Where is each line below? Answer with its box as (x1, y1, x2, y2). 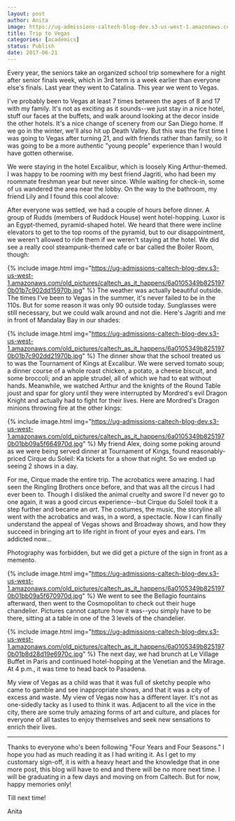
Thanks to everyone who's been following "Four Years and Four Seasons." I (7, 743, 225, 751)
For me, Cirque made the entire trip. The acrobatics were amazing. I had (7, 475, 215, 483)
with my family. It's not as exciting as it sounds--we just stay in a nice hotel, (7, 104, 225, 113)
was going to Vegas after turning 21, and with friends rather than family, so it (7, 134, 227, 142)
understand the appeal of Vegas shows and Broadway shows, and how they (7, 520, 227, 528)
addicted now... (7, 534, 52, 543)
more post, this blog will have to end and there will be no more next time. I (7, 765, 220, 773)
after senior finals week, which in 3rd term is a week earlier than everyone (7, 76, 221, 84)
